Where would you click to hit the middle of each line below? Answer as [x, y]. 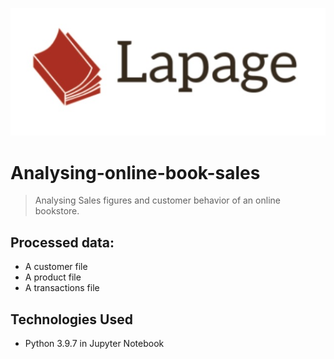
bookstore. [57, 211]
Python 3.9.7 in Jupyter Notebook [94, 344]
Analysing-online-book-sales [135, 172]
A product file [53, 277]
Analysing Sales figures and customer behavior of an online [157, 200]
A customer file [56, 267]
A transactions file [62, 288]
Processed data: [62, 242]
